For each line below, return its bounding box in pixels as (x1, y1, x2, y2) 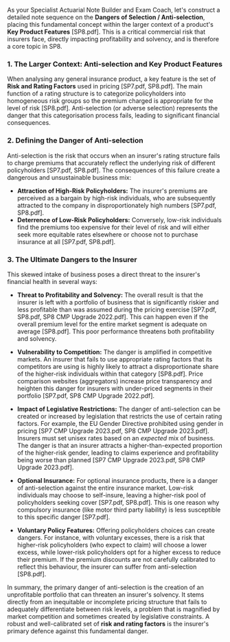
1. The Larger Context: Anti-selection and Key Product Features (7, 59, 223, 69)
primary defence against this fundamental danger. (7, 627, 149, 635)
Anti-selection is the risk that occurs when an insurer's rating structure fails (7, 151, 220, 160)
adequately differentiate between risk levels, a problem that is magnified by (7, 605, 220, 613)
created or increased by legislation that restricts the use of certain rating (16, 412, 222, 420)
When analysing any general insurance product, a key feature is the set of (7, 75, 216, 83)
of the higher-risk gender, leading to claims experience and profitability (16, 449, 219, 457)
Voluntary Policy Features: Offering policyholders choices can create (16, 526, 215, 534)
